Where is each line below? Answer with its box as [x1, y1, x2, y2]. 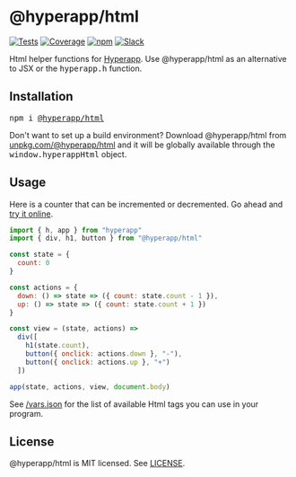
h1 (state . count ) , [25, 341, 91, 350]
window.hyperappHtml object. [9, 148, 127, 159]
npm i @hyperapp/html [9, 112, 105, 123]
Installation [9, 89, 74, 104]
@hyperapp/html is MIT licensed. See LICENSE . [9, 458, 186, 469]
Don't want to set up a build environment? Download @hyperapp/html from [9, 129, 287, 140]
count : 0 [17, 259, 50, 268]
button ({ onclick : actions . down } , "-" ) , [25, 349, 182, 358]
